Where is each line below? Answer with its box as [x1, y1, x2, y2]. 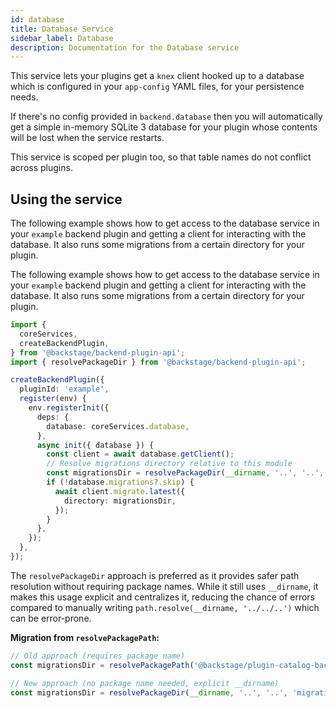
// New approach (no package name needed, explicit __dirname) [10, 678, 280, 688]
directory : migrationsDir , [63, 496, 177, 506]
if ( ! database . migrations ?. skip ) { [46, 477, 195, 488]
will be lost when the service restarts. [10, 132, 165, 144]
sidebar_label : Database [10, 33, 114, 43]
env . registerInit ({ [28, 403, 110, 413]
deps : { [36, 412, 70, 422]
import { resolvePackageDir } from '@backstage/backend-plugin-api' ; [10, 357, 307, 367]
